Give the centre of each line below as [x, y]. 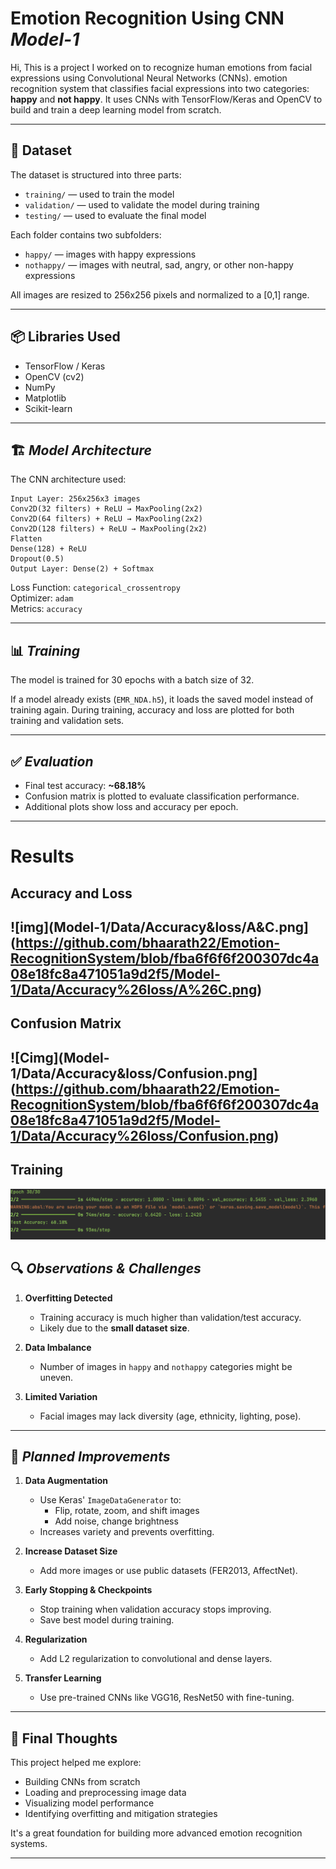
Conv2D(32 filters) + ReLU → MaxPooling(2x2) [106, 509]
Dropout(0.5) [37, 559]
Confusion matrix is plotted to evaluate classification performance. [162, 796]
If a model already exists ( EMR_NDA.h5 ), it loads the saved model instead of [162, 699]
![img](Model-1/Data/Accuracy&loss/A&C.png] [159, 927]
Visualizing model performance [89, 1803]
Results [42, 856]
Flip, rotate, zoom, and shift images [127, 1511]
